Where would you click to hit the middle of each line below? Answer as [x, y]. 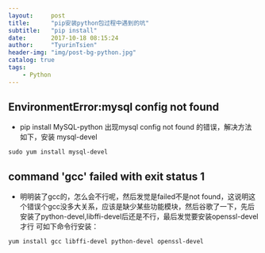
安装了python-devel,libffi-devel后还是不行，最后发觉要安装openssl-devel [139, 216]
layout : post [37, 16]
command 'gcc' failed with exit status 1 [106, 176]
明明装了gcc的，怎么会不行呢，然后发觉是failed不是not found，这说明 [134, 197]
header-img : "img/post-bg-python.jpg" [72, 53]
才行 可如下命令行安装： [59, 227]
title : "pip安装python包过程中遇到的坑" [79, 23]
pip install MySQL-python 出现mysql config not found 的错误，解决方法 [136, 127]
